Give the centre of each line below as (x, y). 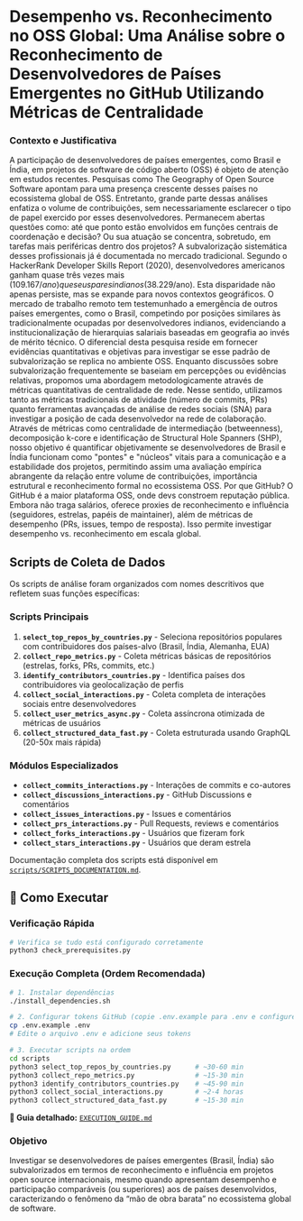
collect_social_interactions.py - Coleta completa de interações (144, 694)
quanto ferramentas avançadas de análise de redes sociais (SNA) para (141, 409)
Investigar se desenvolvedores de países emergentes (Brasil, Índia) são (142, 1161)
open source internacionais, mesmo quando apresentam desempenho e (143, 1180)
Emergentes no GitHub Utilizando (137, 93)
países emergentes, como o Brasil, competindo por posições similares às (145, 314)
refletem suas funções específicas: (74, 593)
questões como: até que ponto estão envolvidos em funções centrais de (144, 227)
